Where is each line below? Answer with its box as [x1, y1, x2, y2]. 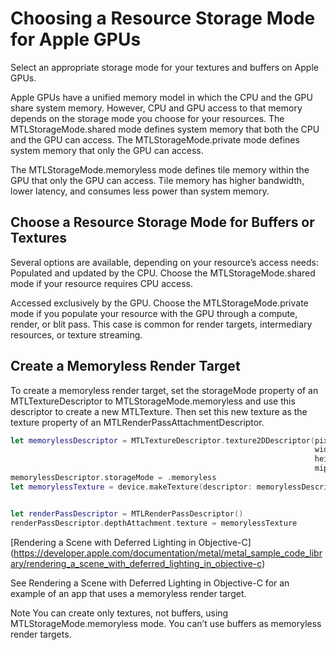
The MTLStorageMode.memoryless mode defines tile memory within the [10, 163, 310, 176]
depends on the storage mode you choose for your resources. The [10, 112, 285, 124]
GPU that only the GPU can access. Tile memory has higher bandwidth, [10, 174, 305, 186]
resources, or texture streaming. [10, 328, 143, 341]
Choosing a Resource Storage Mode [10, 7, 316, 30]
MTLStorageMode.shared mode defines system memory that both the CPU [10, 123, 320, 135]
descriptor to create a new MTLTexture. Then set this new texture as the [10, 405, 308, 417]
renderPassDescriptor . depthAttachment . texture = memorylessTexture [10, 518, 298, 528]
